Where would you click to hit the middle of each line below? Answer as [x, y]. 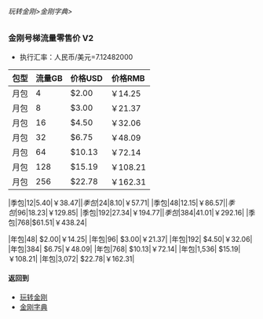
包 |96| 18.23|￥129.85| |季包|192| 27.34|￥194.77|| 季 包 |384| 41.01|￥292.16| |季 [132, 212]
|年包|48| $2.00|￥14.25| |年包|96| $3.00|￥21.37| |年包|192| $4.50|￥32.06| [130, 239]
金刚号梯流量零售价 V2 [51, 38]
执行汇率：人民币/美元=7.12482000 [76, 57]
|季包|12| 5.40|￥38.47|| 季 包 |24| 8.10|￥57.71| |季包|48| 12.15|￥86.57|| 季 [122, 203]
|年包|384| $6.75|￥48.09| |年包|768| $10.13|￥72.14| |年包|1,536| [113, 249]
